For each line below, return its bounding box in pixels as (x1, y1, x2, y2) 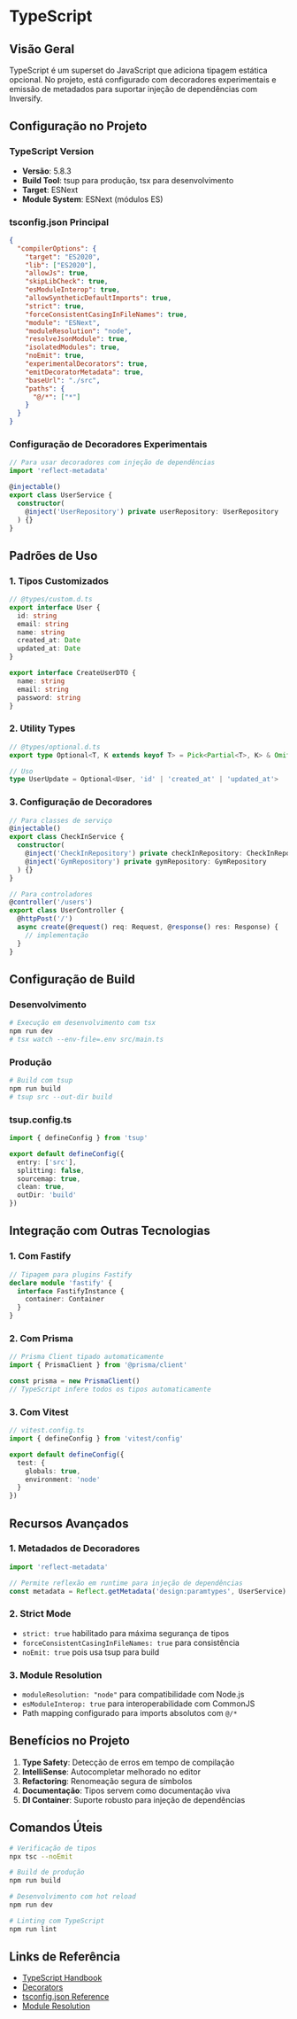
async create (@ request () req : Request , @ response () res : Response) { (17, 923, 278, 932)
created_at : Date (17, 636, 81, 645)
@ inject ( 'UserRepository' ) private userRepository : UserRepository (25, 507, 278, 516)
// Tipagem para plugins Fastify (9, 1270, 133, 1279)
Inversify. (9, 93, 43, 104)
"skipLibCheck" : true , (25, 277, 109, 286)
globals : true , (25, 1466, 81, 1476)
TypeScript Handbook (21, 1973, 103, 1984)
